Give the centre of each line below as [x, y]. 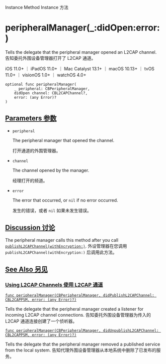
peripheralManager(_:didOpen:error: [83, 28]
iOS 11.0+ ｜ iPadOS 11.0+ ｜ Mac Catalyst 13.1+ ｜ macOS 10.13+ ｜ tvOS [80, 68]
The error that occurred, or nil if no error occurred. [65, 200]
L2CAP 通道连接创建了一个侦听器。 [41, 321]
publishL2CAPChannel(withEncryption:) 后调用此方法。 [61, 252]
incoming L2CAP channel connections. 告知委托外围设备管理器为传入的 [78, 315]
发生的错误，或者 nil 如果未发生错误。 [52, 210]
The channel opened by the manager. [51, 170]
